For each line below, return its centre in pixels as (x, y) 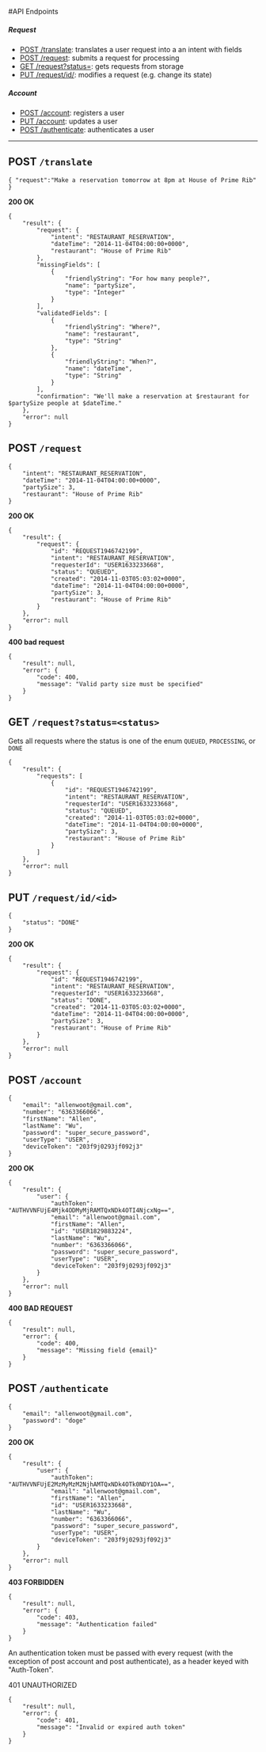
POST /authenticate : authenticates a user (87, 129)
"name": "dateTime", (99, 368)
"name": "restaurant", (102, 334)
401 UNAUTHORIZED (43, 1685)
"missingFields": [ (69, 264)
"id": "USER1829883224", (91, 1231)
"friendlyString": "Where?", (112, 327)
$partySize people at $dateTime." (65, 403)
